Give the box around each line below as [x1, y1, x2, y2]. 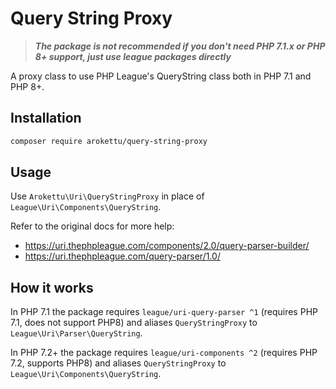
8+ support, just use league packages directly [34, 50, 232, 62]
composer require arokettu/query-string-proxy [10, 136, 208, 146]
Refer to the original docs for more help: [10, 220, 175, 232]
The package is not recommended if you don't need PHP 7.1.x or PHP [34, 40, 326, 52]
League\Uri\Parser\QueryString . [10, 327, 143, 339]
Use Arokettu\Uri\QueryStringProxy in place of [10, 190, 205, 202]
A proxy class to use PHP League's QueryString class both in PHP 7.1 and [10, 70, 312, 82]
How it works [10, 279, 94, 296]
